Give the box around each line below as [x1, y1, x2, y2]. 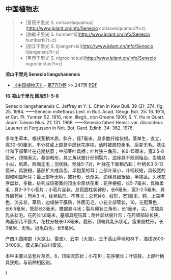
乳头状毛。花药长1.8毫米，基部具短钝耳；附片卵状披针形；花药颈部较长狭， [5, 212, 163, 218]
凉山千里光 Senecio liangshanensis [5, 71, 80, 77]
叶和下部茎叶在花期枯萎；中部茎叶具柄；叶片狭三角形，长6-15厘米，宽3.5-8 [5, 148, 164, 154]
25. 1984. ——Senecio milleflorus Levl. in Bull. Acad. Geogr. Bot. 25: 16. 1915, [5, 108, 166, 114]
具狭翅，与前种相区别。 [5, 259, 54, 265]
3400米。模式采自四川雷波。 [5, 242, 66, 248]
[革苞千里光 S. [25, 19, 55, 26]
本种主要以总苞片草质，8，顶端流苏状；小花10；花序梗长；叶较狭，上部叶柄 [5, 252, 164, 259]
